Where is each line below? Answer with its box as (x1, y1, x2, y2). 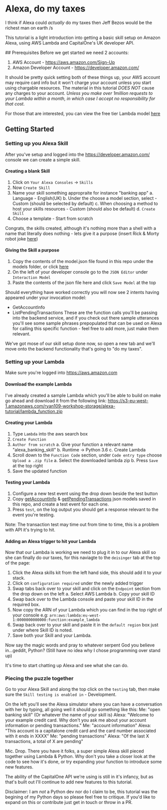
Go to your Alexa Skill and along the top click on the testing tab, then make (5, 686, 160, 692)
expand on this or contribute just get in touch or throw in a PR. (5, 799, 133, 805)
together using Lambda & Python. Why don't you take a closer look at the (5, 753, 156, 759)
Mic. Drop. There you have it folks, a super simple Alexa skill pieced (5, 748, 144, 754)
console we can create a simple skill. (5, 156, 81, 162)
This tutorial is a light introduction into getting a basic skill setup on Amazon (5, 34, 161, 40)
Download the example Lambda (5, 381, 72, 387)
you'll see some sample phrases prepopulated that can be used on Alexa (12, 320, 162, 326)
